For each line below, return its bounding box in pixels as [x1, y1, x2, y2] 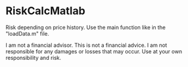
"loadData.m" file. [5, 30, 50, 37]
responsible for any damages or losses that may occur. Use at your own [5, 47, 183, 55]
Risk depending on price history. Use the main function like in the [5, 24, 166, 31]
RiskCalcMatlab [5, 4, 86, 18]
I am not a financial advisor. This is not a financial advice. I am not [5, 42, 168, 49]
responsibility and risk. [5, 54, 61, 61]
